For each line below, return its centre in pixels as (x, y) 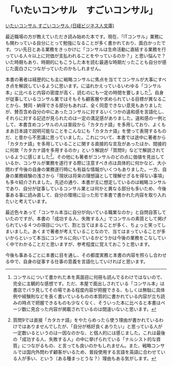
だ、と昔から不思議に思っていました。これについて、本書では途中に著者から (86, 137)
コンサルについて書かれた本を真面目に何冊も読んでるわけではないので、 (89, 277)
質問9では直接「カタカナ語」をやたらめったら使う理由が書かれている (86, 320)
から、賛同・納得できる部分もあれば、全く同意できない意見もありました (86, 105)
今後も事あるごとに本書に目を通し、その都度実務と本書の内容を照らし (79, 255)
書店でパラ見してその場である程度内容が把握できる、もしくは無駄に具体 (89, 290)
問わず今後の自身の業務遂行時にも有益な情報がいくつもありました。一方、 (84, 169)
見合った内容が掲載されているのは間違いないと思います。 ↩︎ (93, 309)
